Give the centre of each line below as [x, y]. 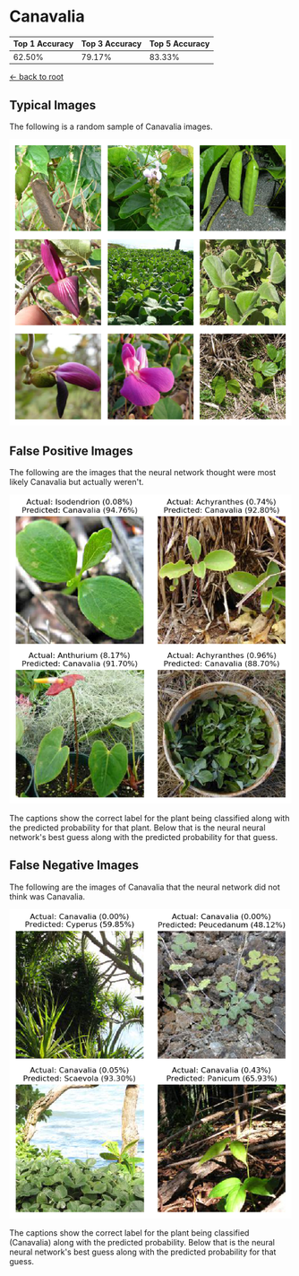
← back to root [37, 77]
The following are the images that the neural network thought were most [143, 472]
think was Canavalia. [47, 896]
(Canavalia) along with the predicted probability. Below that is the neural [142, 1242]
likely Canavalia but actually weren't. [77, 482]
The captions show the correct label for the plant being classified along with [149, 819]
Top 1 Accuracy [43, 44]
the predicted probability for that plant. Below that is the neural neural [137, 828]
